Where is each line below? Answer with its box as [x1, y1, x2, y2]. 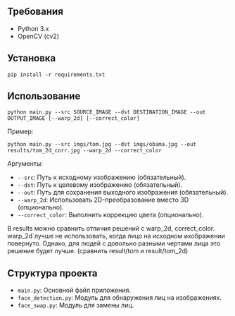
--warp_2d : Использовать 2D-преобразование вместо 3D [17, 195, 189, 204]
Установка [7, 52, 56, 64]
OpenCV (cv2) [17, 32, 60, 40]
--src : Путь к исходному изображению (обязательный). [17, 173, 186, 182]
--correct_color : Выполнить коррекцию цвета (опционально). [17, 211, 204, 219]
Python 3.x [17, 24, 49, 32]
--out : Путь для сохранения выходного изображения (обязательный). [17, 188, 229, 197]
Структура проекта [7, 267, 98, 279]
